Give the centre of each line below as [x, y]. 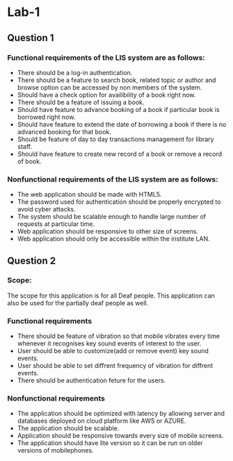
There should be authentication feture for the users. [91, 380]
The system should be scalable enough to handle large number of [112, 217]
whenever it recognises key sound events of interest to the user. [109, 343]
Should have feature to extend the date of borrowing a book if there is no [122, 124]
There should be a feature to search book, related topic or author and [116, 80]
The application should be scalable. [68, 428]
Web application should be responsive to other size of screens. [107, 232]
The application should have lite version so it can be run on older [110, 443]
